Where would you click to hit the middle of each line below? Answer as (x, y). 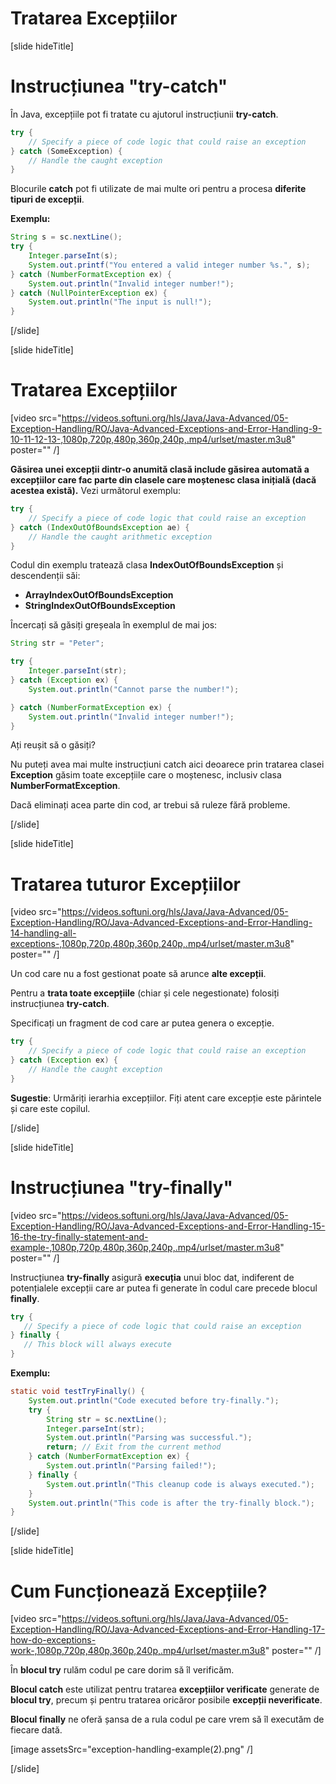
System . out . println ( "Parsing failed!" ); (131, 1466)
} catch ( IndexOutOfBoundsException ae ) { (100, 527)
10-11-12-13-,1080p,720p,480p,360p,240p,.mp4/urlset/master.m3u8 (151, 439)
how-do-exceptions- (53, 1640)
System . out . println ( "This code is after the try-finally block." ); (171, 1503)
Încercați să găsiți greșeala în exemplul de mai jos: (114, 625)
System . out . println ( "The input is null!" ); (120, 302)
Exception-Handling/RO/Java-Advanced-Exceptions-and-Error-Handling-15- (168, 1226)
